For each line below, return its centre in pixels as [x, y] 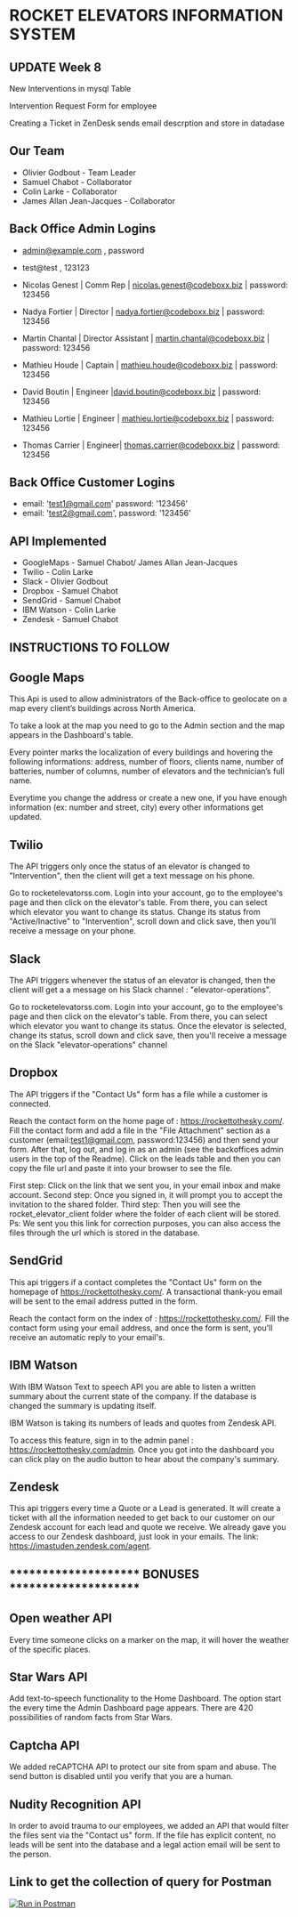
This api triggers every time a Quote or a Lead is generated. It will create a [145, 1509]
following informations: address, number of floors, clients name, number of [147, 762]
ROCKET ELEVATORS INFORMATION [146, 16]
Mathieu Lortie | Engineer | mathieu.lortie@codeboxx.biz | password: [148, 418]
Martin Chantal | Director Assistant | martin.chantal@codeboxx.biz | [145, 338]
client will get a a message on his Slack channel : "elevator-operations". [140, 990]
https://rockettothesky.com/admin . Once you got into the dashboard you [142, 1449]
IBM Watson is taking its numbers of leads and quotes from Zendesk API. [143, 1423]
